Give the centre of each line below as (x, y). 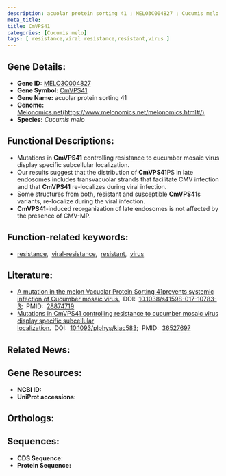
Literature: (30, 275)
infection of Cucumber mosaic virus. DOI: (76, 299)
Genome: (30, 105)
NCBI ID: (29, 389)
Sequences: (33, 441)
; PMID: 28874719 (48, 306)
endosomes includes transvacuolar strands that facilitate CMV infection (118, 179)
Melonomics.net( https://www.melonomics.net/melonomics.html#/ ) (111, 112)
